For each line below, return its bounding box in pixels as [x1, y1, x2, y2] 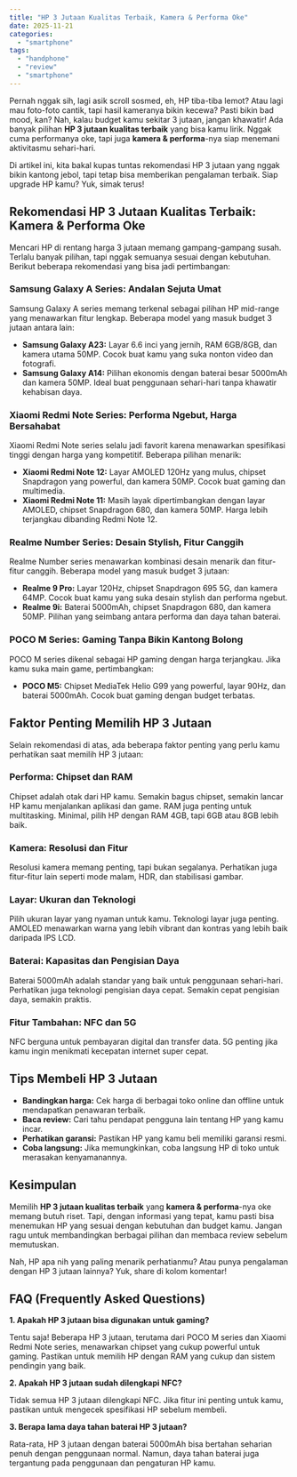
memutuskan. [9, 1239, 60, 1249]
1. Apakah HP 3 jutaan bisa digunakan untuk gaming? [9, 1315, 210, 1326]
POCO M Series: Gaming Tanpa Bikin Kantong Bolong [9, 633, 244, 646]
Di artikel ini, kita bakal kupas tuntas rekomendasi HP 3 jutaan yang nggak [9, 159, 280, 170]
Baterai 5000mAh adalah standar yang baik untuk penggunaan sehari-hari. [9, 975, 284, 985]
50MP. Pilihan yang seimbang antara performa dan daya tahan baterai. [21, 611, 282, 622]
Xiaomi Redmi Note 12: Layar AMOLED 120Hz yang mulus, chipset [21, 467, 267, 478]
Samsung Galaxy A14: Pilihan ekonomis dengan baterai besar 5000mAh [21, 367, 288, 378]
